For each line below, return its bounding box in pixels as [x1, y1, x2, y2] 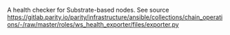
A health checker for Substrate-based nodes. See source [7, 6, 169, 14]
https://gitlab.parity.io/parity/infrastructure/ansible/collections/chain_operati [7, 13, 223, 21]
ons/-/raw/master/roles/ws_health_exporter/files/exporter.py [7, 21, 179, 28]
